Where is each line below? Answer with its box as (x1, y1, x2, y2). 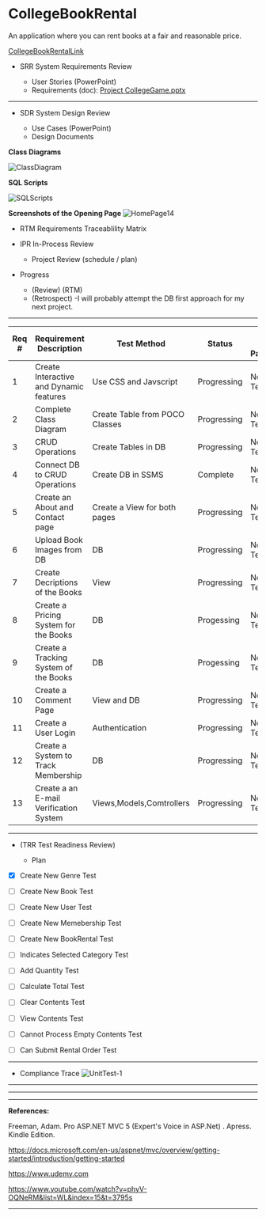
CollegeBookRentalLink (8, 46, 85, 55)
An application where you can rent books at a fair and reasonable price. (8, 31, 242, 40)
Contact (34, 511, 65, 522)
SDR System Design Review (19, 108, 111, 117)
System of (34, 662, 73, 673)
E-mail (34, 792, 61, 803)
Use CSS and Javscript (92, 376, 178, 387)
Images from (34, 544, 82, 555)
